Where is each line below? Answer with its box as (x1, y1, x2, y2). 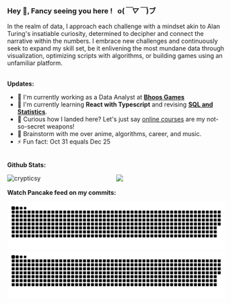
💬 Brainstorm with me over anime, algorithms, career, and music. (17, 130, 202, 138)
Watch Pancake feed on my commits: (7, 189, 116, 197)
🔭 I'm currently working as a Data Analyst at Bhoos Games (17, 93, 185, 102)
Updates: (7, 79, 35, 88)
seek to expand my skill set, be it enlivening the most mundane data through (7, 44, 225, 53)
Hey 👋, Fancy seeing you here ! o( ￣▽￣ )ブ (7, 6, 156, 15)
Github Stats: (7, 161, 46, 169)
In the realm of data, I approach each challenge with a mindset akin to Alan (7, 22, 221, 30)
